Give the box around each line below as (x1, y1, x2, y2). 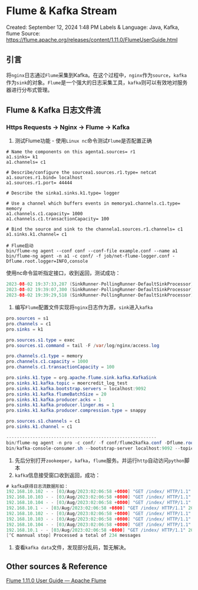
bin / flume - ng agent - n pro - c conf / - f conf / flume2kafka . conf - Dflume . (6, 440, 186, 446)
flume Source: (6, 29, 41, 37)
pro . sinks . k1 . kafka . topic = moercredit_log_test (6, 380, 128, 386)
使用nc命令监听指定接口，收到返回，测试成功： (6, 269, 121, 276)
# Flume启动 (6, 243, 34, 249)
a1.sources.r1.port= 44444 (6, 180, 72, 186)
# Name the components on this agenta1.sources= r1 (6, 149, 136, 155)
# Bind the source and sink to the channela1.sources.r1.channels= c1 (6, 226, 183, 232)
